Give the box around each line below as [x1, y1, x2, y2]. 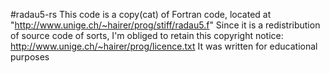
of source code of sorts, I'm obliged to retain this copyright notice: [10, 30, 284, 41]
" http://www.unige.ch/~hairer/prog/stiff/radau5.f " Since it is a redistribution [10, 19, 321, 31]
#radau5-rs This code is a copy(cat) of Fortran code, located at [10, 9, 272, 20]
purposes [10, 51, 50, 63]
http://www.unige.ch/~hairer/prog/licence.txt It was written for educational [10, 40, 318, 52]
